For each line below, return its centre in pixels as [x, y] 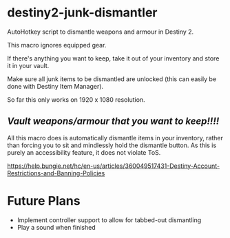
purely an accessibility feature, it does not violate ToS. [84, 152]
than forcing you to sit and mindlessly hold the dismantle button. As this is [112, 145]
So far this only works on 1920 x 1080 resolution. [76, 99]
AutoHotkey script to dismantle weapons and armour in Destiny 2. [101, 32]
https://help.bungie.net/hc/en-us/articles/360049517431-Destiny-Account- [114, 166]
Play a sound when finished [56, 227]
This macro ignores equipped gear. [57, 45]
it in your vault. [28, 65]
